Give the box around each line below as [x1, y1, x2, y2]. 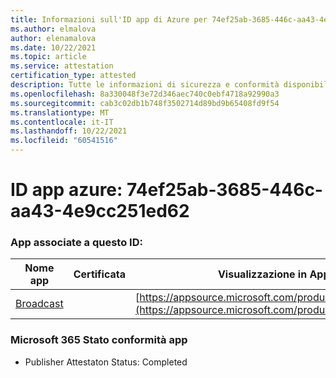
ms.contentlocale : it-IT [10, 117, 114, 127]
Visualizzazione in [217, 267, 308, 281]
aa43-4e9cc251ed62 [10, 200, 190, 223]
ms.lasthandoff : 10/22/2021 [10, 126, 128, 136]
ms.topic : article [10, 52, 87, 62]
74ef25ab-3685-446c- [126, 179, 323, 201]
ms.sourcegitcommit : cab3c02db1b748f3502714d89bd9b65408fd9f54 [10, 98, 280, 108]
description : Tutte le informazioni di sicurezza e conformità [10, 80, 280, 90]
